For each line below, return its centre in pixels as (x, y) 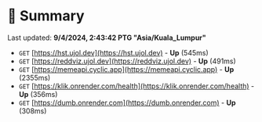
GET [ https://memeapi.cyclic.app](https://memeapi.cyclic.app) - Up (126, 69)
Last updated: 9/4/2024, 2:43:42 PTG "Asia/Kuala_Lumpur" (107, 38)
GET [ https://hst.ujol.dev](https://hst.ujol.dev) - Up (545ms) (113, 52)
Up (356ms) (38, 94)
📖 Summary (46, 16)
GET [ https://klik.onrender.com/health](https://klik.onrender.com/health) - (136, 86)
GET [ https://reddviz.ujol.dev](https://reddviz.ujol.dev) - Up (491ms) (127, 61)
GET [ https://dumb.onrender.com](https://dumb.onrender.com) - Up (127, 102)
